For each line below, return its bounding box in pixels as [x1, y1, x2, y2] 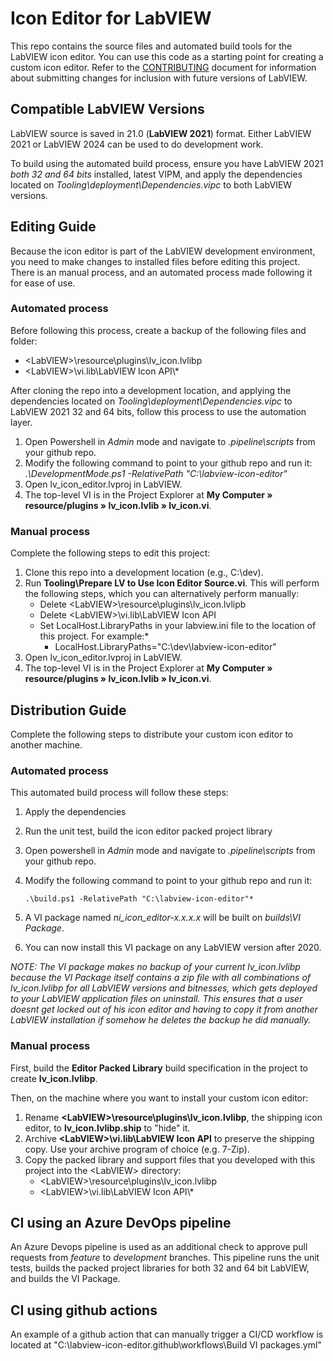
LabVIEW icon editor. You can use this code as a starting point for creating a [10, 50, 324, 62]
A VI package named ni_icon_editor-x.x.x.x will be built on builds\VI [24, 912, 301, 924]
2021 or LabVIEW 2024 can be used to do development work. [10, 138, 264, 150]
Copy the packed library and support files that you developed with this [24, 1153, 316, 1166]
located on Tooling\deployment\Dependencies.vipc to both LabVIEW [10, 178, 293, 191]
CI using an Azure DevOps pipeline [10, 1214, 232, 1231]
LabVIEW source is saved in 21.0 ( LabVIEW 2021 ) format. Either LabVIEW [10, 127, 312, 139]
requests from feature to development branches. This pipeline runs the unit [10, 1252, 320, 1264]
